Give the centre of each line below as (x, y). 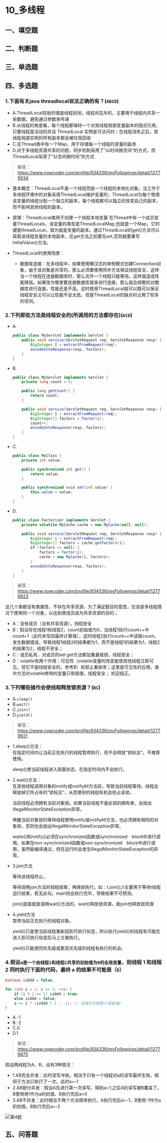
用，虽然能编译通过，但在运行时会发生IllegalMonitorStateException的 (83, 849)
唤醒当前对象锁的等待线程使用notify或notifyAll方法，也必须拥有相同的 (83, 819)
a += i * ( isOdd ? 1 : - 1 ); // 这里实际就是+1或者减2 (68, 1003)
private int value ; (42, 460)
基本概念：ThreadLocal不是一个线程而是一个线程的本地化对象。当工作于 (86, 188)
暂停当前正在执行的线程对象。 (43, 921)
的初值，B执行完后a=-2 (36, 1107)
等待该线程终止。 (30, 876)
